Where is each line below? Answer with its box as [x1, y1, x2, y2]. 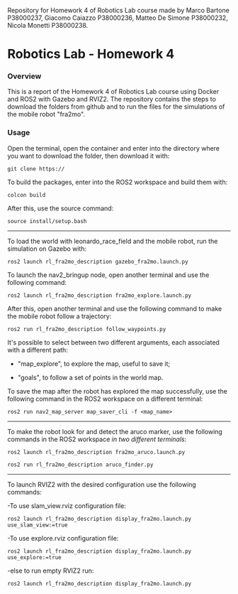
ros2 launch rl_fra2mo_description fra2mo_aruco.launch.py [7, 448, 186, 455]
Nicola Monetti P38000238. [7, 21, 89, 29]
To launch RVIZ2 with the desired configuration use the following [7, 480, 196, 489]
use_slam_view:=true [7, 522, 69, 529]
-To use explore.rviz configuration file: [7, 534, 119, 542]
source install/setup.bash [7, 217, 87, 225]
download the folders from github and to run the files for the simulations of [7, 102, 225, 111]
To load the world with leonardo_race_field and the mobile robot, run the [7, 237, 218, 245]
